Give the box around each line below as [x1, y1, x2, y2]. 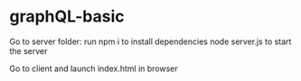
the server [9, 45, 48, 56]
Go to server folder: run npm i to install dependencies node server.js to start [9, 36, 292, 47]
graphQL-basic [9, 6, 125, 27]
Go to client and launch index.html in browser [9, 63, 178, 74]
